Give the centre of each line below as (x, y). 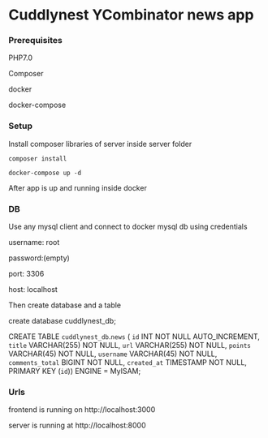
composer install (38, 159)
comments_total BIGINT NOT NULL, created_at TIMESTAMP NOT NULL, (128, 363)
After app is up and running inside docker (78, 187)
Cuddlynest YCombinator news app (131, 15)
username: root (34, 243)
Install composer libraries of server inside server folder (100, 144)
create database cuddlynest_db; (62, 321)
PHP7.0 (20, 58)
